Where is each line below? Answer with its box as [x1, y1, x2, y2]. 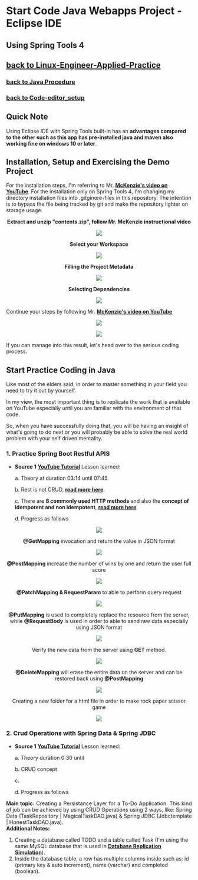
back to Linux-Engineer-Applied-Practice [6, 60, 161, 70]
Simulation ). [14, 849, 45, 856]
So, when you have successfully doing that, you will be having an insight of [6, 423, 189, 430]
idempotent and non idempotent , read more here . [14, 503, 138, 510]
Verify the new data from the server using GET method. [31, 646, 167, 653]
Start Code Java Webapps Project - [6, 4, 183, 18]
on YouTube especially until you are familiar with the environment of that [6, 405, 181, 412]
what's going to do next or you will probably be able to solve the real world [6, 429, 187, 436]
